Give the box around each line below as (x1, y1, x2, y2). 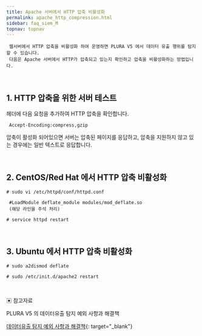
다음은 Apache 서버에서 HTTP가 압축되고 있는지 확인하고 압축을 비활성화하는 (8, 57, 175, 63)
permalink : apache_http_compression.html (6, 15, 113, 21)
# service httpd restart (6, 216, 69, 222)
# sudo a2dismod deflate (6, 262, 69, 269)
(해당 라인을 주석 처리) (8, 206, 61, 212)
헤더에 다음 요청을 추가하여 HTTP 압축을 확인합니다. (6, 110, 129, 117)
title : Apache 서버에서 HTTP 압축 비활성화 (6, 9, 105, 15)
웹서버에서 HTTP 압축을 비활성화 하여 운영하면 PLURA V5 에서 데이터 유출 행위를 (8, 44, 185, 50)
